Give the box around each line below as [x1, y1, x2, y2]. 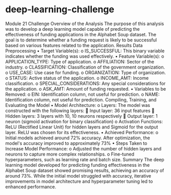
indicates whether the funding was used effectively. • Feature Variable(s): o [5, 53, 164, 59]
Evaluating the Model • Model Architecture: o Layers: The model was [5, 102, 151, 108]
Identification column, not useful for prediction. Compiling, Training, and [5, 96, 157, 103]
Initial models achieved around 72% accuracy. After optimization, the [5, 135, 151, 141]
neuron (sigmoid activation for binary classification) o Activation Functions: [5, 118, 163, 124]
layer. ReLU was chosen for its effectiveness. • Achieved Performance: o [5, 129, 159, 135]
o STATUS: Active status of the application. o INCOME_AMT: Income [5, 75, 149, 81]
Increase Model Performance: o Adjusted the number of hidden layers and [5, 145, 162, 151]
